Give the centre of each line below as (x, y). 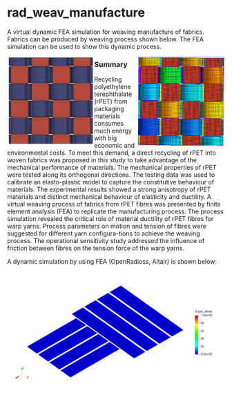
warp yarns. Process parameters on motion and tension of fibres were (107, 227)
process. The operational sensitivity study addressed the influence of (106, 241)
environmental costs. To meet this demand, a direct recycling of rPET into (112, 153)
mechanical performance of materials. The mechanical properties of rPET (112, 168)
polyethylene (113, 87)
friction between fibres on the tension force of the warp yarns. (96, 248)
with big (106, 138)
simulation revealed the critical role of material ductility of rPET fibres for (110, 219)
